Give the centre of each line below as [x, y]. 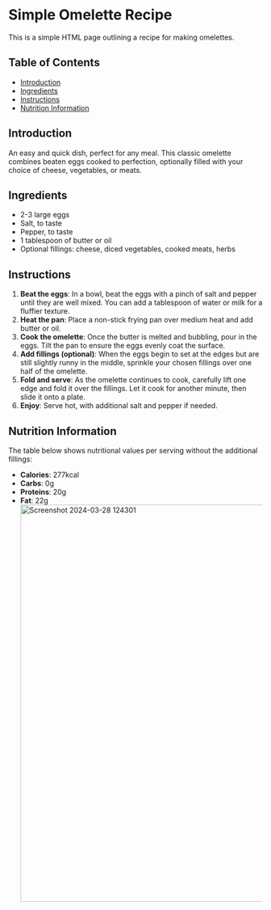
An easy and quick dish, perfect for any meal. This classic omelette [120, 153]
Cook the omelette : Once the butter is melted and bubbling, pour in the [138, 337]
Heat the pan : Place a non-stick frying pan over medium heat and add [137, 320]
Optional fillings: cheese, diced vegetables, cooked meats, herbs [128, 249]
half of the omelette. [54, 371]
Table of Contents [54, 63]
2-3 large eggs [45, 215]
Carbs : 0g [37, 483]
